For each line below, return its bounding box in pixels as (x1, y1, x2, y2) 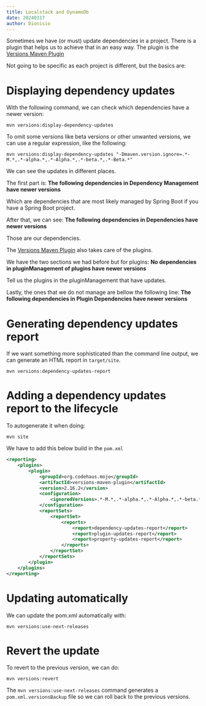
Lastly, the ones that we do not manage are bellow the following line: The (6, 289, 191, 296)
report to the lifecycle (6, 402, 118, 416)
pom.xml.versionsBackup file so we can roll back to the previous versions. (6, 693, 191, 700)
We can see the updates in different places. (6, 167, 116, 175)
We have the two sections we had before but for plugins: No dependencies (6, 258, 197, 266)
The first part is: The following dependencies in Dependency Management (6, 179, 199, 187)
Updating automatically (6, 591, 129, 605)
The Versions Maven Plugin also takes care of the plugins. (6, 247, 153, 254)
